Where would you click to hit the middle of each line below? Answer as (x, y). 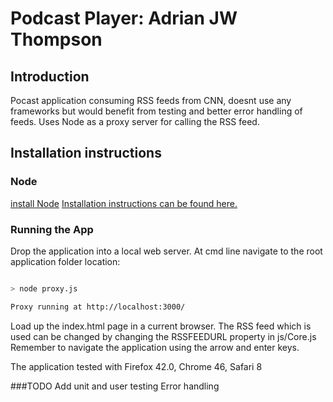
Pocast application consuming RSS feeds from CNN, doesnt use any (151, 100)
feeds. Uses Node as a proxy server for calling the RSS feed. (135, 121)
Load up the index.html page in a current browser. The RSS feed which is (161, 326)
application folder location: (65, 261)
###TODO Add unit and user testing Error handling (115, 386)
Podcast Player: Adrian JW (124, 18)
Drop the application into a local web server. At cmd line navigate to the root (166, 251)
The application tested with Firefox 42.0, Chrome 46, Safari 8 (136, 366)
